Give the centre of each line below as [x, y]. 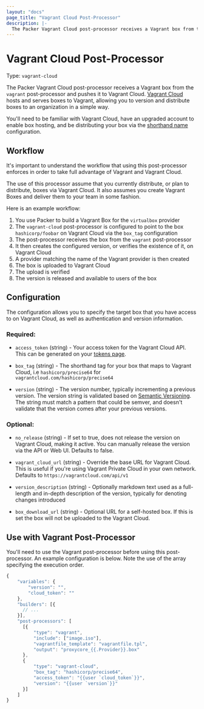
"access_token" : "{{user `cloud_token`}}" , [89, 678]
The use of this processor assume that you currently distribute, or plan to [98, 184]
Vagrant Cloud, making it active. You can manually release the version [102, 444]
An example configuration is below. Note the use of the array [110, 559]
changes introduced [40, 500]
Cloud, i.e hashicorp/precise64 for [58, 372]
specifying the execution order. [45, 565]
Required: [21, 334]
